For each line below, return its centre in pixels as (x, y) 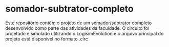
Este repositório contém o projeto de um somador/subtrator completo (79, 23)
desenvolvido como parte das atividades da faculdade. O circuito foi (77, 28)
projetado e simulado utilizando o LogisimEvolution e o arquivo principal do (84, 33)
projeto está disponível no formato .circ (47, 39)
